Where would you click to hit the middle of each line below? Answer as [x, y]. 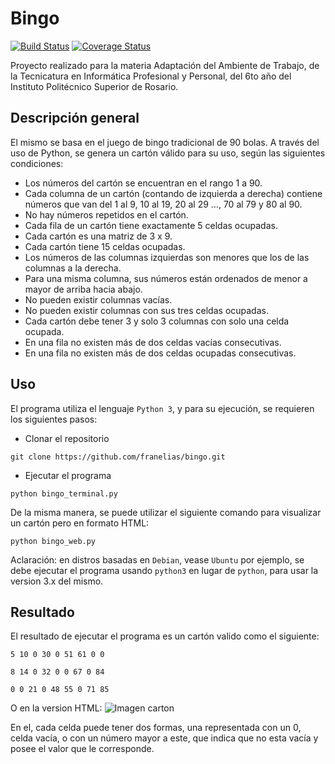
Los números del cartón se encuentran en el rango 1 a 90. [143, 183]
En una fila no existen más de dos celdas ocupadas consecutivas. [160, 353]
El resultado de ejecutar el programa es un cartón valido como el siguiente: [165, 636]
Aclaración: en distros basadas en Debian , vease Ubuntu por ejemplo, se [157, 559]
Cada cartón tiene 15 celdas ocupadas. [105, 246]
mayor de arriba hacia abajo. [83, 289]
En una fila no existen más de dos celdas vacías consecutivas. [153, 342]
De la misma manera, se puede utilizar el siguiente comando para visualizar [166, 512]
